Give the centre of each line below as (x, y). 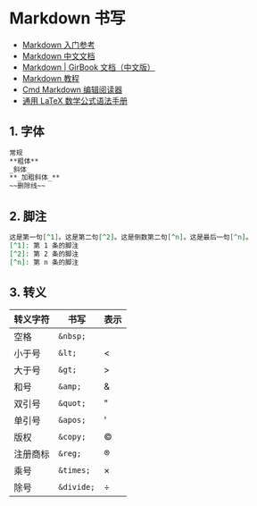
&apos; (72, 420)
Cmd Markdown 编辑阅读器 (72, 89)
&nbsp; (72, 337)
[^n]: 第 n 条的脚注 (44, 262)
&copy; (72, 437)
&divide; (77, 487)
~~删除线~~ (28, 186)
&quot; (72, 404)
